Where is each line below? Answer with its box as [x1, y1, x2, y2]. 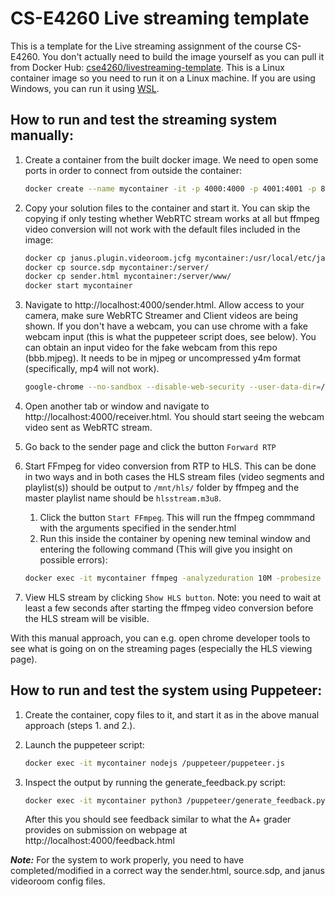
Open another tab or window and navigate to [24, 400, 210, 412]
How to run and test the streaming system [10, 112, 278, 129]
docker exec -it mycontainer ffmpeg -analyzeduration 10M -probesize [24, 573, 322, 583]
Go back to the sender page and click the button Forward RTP [24, 441, 277, 452]
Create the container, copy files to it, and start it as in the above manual [24, 708, 320, 721]
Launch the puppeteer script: [24, 738, 145, 751]
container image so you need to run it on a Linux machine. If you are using [10, 72, 316, 84]
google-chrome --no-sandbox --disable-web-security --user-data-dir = [24, 382, 322, 392]
